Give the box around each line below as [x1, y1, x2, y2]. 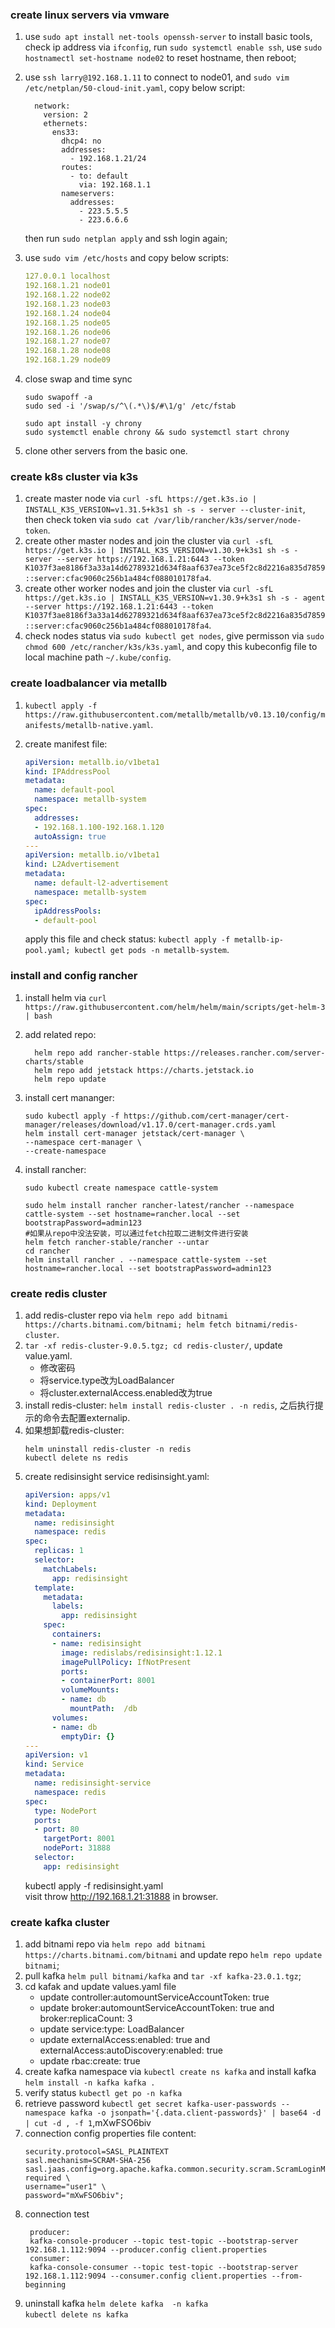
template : [34, 1583, 75, 1593]
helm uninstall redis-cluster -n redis [24, 1444, 192, 1454]
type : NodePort [34, 1806, 98, 1816]
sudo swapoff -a [24, 393, 93, 403]
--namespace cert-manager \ [24, 1137, 142, 1147]
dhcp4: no [61, 136, 102, 147]
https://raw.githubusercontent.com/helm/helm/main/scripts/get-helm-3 [24, 1002, 326, 1012]
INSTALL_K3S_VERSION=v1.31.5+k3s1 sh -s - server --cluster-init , [24, 503, 306, 515]
